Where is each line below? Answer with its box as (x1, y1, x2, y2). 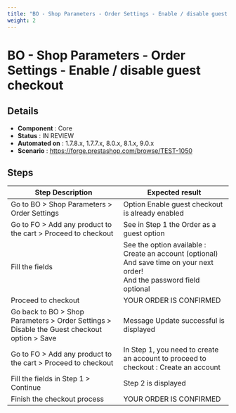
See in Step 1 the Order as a (123, 220, 216, 230)
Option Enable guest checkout (123, 199, 223, 209)
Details (7, 105, 39, 117)
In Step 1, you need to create (123, 345, 219, 355)
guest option (123, 228, 165, 238)
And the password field (123, 276, 200, 285)
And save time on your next (123, 258, 214, 268)
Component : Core (17, 124, 72, 132)
